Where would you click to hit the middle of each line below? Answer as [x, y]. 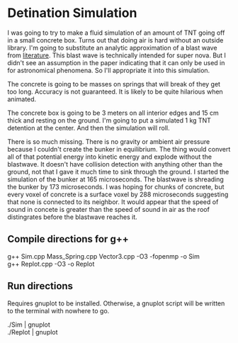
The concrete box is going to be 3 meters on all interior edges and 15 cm [113, 113]
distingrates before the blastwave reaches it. [73, 217]
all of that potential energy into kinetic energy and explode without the [110, 157]
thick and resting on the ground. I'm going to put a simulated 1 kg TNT [109, 120]
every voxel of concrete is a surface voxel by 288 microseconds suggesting [118, 194]
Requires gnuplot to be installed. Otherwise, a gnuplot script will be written [116, 303]
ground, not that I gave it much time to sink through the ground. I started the [118, 171]
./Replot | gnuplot [33, 332]
